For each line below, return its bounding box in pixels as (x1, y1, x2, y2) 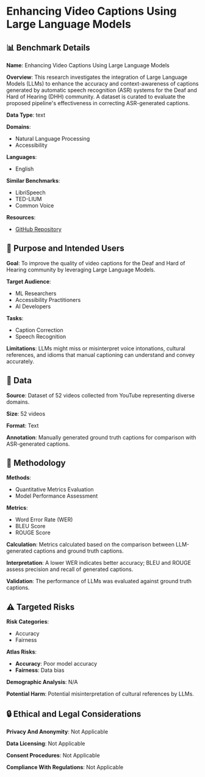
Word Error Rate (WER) (15, 516, 73, 523)
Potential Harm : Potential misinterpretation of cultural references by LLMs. (6, 690, 194, 698)
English (15, 165, 34, 172)
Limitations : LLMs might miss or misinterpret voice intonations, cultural (6, 344, 185, 352)
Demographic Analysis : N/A (6, 679, 78, 686)
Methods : (6, 474, 32, 481)
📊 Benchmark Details (6, 42, 90, 53)
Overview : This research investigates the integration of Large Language (6, 73, 188, 81)
